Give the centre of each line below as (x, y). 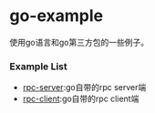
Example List (39, 67)
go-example (56, 16)
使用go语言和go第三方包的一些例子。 (79, 42)
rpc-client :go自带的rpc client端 (81, 99)
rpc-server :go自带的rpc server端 (84, 87)
